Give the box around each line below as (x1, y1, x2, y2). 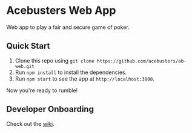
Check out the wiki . (6, 120, 55, 127)
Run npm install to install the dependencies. (15, 69, 127, 76)
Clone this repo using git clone (15, 57, 95, 64)
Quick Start (6, 41, 50, 51)
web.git (15, 63, 35, 69)
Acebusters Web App (6, 4, 116, 17)
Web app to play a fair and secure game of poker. (6, 23, 130, 31)
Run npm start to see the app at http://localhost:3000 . (15, 75, 154, 82)
